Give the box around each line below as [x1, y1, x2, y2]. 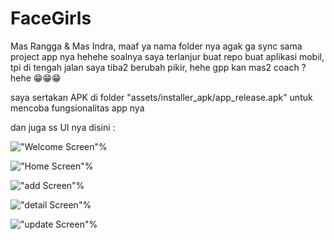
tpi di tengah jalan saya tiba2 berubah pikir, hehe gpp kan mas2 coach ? [10, 61, 307, 73]
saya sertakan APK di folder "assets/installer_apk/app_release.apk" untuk [10, 91, 313, 103]
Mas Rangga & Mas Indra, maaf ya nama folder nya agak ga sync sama [10, 40, 303, 52]
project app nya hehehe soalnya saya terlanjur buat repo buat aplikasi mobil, [10, 50, 325, 62]
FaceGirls [10, 7, 92, 30]
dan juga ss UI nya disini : [10, 121, 116, 133]
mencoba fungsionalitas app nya [10, 102, 145, 114]
